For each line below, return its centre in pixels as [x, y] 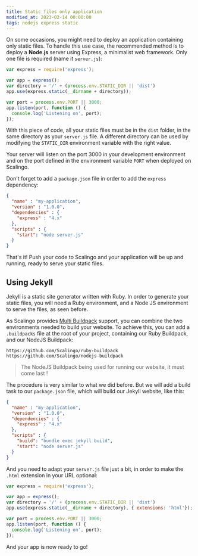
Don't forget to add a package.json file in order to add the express [86, 179]
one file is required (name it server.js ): [54, 59]
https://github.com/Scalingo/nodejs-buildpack [65, 356]
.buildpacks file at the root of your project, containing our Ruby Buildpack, [97, 333]
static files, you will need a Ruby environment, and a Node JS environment [97, 303]
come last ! [34, 373]
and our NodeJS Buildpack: [40, 340]
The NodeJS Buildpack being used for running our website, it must [102, 366]
